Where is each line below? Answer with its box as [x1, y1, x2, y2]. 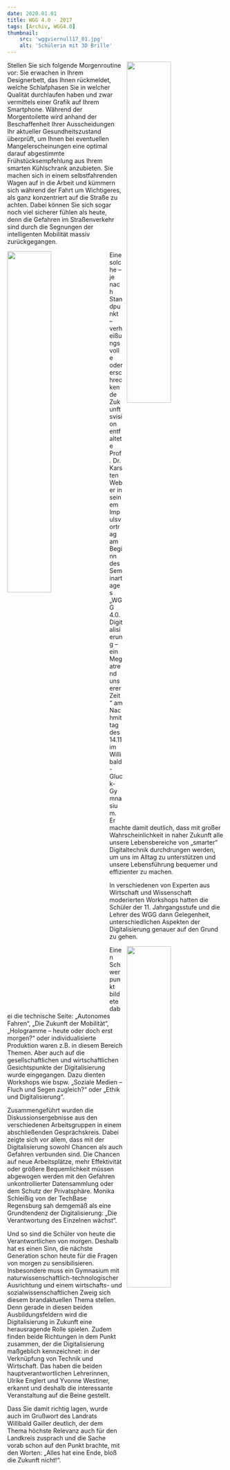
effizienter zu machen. [109, 868, 174, 876]
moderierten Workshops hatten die [109, 896, 209, 904]
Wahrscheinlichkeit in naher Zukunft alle [109, 831, 224, 839]
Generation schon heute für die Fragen [7, 1252, 118, 1260]
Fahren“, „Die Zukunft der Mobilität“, [7, 1019, 109, 1027]
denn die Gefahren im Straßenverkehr [7, 216, 115, 223]
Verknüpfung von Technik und [7, 1355, 93, 1362]
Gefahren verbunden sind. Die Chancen [7, 1150, 120, 1158]
